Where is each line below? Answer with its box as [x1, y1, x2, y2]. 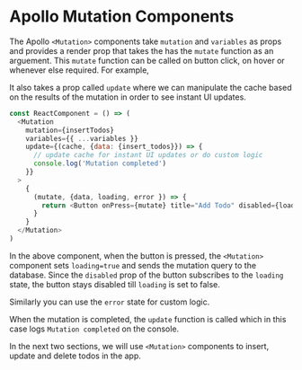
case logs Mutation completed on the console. [9, 323, 180, 334]
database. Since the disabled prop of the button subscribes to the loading [9, 269, 284, 280]
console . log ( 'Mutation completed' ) [32, 159, 167, 168]
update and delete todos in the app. [9, 350, 142, 361]
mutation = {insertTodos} [25, 126, 115, 135]
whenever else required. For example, [9, 65, 150, 75]
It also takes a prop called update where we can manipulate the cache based [9, 82, 292, 92]
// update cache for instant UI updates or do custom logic [32, 151, 263, 160]
